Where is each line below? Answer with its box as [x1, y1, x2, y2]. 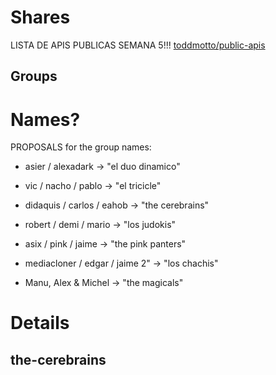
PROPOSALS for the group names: [10, 141, 152, 153]
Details [10, 312, 70, 335]
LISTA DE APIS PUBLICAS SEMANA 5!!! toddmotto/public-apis [10, 39, 266, 51]
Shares [10, 6, 71, 29]
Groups [10, 68, 58, 85]
